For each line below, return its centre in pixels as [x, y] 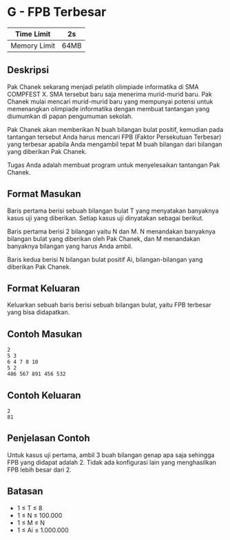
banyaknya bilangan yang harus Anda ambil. [70, 246]
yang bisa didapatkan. [39, 312]
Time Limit [33, 34]
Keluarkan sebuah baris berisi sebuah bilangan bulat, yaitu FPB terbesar [109, 305]
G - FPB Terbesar [57, 12]
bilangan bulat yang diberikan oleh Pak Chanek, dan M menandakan [104, 238]
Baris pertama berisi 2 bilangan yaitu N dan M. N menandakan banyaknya [111, 231]
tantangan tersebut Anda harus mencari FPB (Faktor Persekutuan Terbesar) [114, 137]
